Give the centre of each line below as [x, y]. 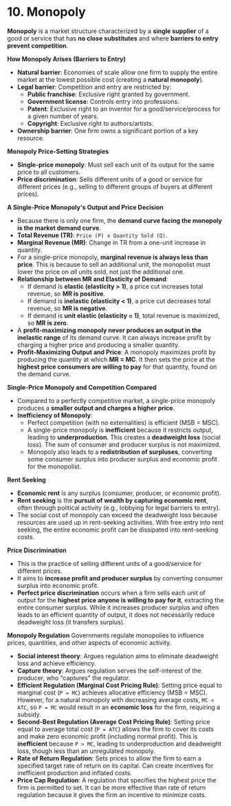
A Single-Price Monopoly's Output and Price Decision [85, 207]
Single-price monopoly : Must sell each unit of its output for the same [115, 164]
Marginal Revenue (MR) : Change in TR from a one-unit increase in [111, 242]
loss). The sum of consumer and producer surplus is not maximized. [124, 444]
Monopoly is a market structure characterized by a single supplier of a [108, 31]
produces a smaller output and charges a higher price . [96, 408]
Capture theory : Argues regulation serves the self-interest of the [109, 671]
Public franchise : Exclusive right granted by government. [109, 94]
